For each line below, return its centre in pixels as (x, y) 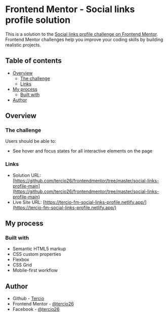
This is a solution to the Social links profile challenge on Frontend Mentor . (82, 34)
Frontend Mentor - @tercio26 (43, 304)
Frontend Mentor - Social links (70, 9)
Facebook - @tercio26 (36, 309)
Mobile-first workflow (35, 270)
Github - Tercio (28, 299)
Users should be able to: (31, 141)
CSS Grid (22, 265)
